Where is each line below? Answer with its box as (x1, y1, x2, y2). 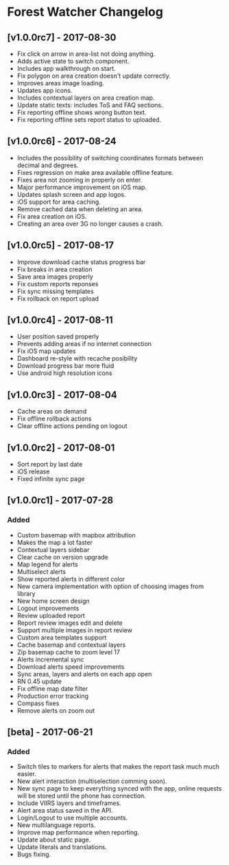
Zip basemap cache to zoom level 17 (16, 648, 120, 656)
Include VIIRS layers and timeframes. (16, 799, 121, 807)
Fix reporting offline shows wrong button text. (16, 108, 147, 116)
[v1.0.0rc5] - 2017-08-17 (7, 239, 114, 251)
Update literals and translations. (16, 843, 108, 851)
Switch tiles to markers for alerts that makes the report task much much (16, 762, 220, 771)
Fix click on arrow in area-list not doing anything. (16, 50, 156, 58)
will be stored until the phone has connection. (16, 792, 146, 800)
